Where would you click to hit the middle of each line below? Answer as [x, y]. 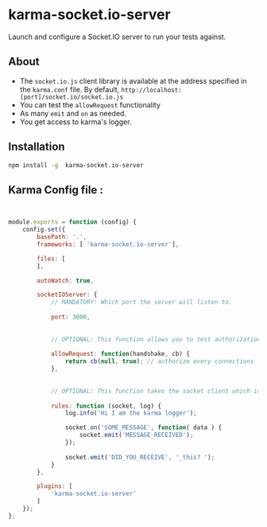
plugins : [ [55, 486]
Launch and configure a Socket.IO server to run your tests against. [117, 37]
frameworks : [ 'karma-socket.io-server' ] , [108, 244]
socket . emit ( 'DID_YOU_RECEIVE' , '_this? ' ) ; [140, 457]
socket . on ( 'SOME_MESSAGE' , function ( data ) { [143, 427]
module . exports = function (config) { [72, 222]
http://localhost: [152, 90]
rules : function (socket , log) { [106, 406]
